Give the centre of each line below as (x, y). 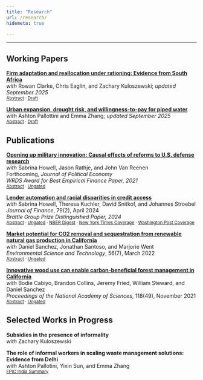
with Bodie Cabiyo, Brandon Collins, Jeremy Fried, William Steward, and (96, 283)
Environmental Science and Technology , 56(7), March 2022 (81, 253)
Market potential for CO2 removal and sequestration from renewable (94, 234)
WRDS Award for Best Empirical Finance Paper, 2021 (72, 180)
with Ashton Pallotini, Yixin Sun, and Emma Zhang (68, 365)
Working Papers (37, 58)
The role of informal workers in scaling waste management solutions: (95, 353)
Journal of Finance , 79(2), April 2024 (53, 210)
